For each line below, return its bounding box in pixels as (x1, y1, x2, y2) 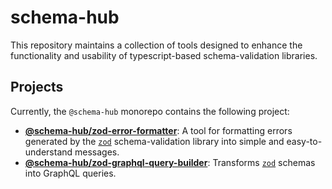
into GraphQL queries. (24, 167, 117, 179)
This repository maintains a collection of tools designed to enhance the (10, 39, 303, 51)
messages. (74, 146, 120, 158)
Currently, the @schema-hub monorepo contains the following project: (10, 105, 290, 117)
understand (24, 146, 73, 158)
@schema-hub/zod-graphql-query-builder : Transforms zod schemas (24, 156, 316, 168)
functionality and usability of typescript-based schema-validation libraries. (10, 49, 318, 61)
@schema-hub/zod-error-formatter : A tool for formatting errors (24, 124, 293, 136)
